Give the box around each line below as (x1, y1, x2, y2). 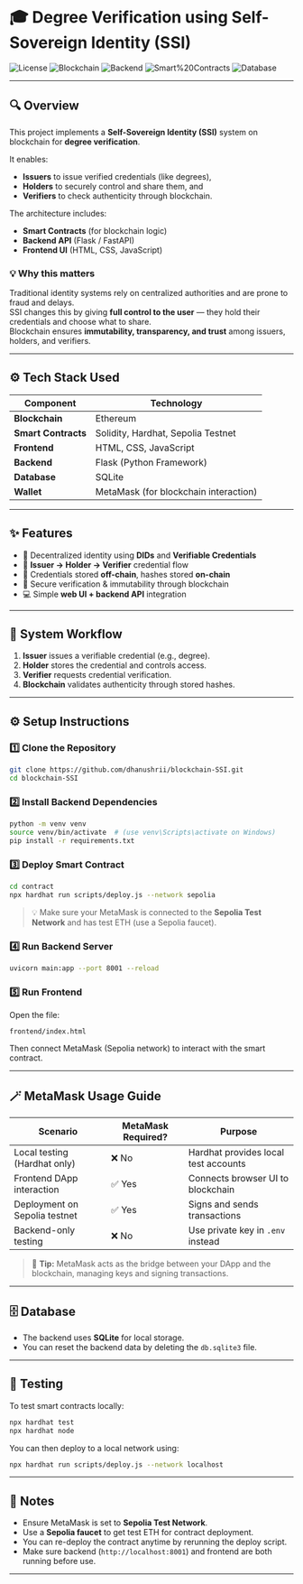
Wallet (14, 485, 42, 497)
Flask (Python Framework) (95, 456, 207, 468)
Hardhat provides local (188, 1146, 285, 1159)
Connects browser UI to (188, 1172, 289, 1185)
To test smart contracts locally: (9, 1400, 124, 1411)
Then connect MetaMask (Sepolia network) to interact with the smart (9, 1043, 266, 1054)
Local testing (14, 1146, 69, 1159)
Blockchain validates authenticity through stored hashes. (22, 679, 235, 690)
